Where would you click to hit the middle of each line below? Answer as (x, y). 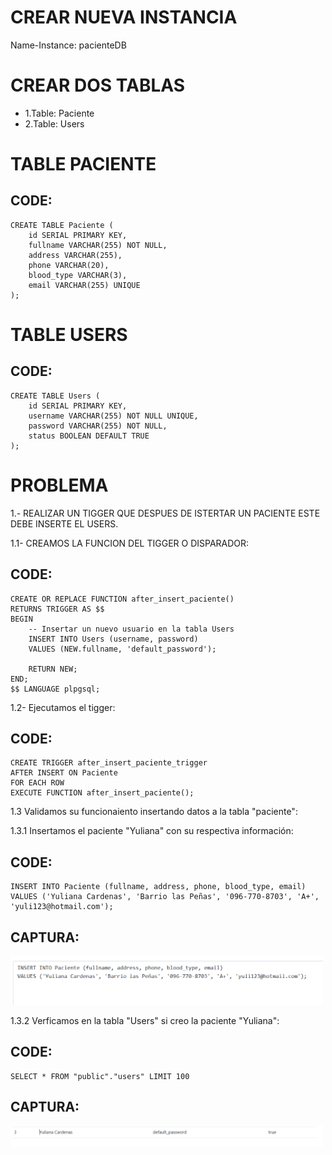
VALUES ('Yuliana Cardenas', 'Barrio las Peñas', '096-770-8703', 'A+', (165, 897)
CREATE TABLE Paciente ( (62, 225)
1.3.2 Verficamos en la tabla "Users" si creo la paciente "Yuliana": (145, 1020)
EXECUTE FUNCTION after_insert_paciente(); (102, 793)
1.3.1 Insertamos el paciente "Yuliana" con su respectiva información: (152, 831)
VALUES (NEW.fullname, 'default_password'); (122, 649)
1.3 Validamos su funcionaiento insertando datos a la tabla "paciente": (154, 812)
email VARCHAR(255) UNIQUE (84, 285)
